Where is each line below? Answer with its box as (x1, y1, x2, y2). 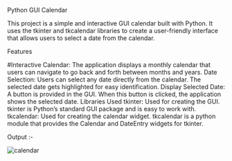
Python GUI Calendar (7, 6, 68, 14)
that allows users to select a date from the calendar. (7, 34, 155, 42)
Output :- (7, 133, 33, 141)
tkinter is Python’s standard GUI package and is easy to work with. (7, 105, 197, 113)
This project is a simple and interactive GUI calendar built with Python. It (7, 19, 213, 27)
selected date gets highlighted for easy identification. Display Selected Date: (7, 83, 226, 91)
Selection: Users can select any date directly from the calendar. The (7, 75, 202, 84)
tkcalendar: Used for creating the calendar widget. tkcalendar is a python (7, 112, 216, 120)
